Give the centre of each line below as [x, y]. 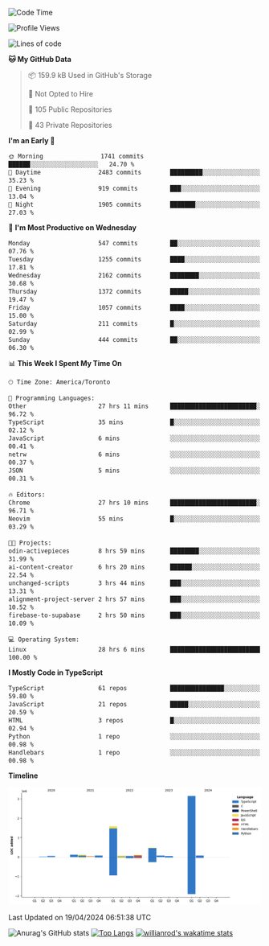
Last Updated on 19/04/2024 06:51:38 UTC [79, 917]
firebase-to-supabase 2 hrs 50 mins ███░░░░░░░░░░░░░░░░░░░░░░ [134, 615]
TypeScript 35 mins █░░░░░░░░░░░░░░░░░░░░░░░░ [134, 422]
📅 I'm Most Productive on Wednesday [72, 228]
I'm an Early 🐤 [32, 140]
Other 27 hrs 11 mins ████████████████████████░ [134, 406]
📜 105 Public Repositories [70, 109]
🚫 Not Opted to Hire [61, 94]
